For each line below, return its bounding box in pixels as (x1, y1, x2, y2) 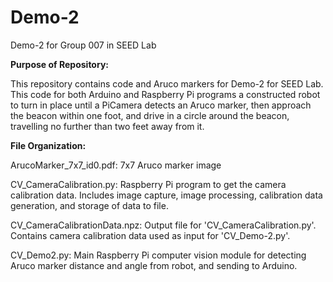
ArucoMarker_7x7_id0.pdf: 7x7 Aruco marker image (10, 159, 222, 171)
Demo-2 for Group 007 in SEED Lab (10, 39, 157, 51)
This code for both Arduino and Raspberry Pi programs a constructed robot (10, 88, 321, 100)
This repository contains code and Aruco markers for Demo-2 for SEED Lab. (10, 77, 324, 90)
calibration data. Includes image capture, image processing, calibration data (10, 189, 323, 201)
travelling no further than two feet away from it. (10, 120, 205, 132)
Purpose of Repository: (10, 58, 109, 70)
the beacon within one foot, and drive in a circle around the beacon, (10, 109, 290, 121)
